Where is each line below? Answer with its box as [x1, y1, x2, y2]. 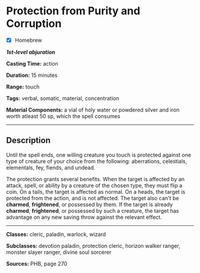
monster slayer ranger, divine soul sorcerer [6, 249, 112, 256]
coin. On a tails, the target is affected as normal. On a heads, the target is [6, 188, 186, 195]
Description [6, 135, 51, 145]
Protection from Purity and [6, 4, 140, 18]
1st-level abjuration [6, 49, 55, 55]
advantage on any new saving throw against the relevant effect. [6, 213, 162, 221]
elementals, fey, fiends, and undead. [6, 164, 96, 171]
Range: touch [6, 83, 40, 90]
